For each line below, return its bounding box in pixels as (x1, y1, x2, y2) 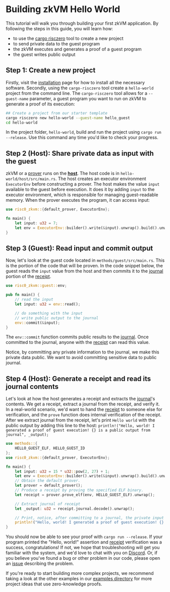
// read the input (15, 297, 53, 302)
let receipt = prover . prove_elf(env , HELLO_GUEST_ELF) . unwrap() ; (15, 492, 155, 497)
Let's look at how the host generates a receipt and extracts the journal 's (6, 396, 155, 402)
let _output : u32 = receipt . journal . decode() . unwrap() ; (15, 506, 135, 511)
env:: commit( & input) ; (15, 320, 60, 325)
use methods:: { (6, 441, 38, 446)
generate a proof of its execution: (6, 101, 75, 107)
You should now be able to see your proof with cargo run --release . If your (6, 534, 163, 540)
